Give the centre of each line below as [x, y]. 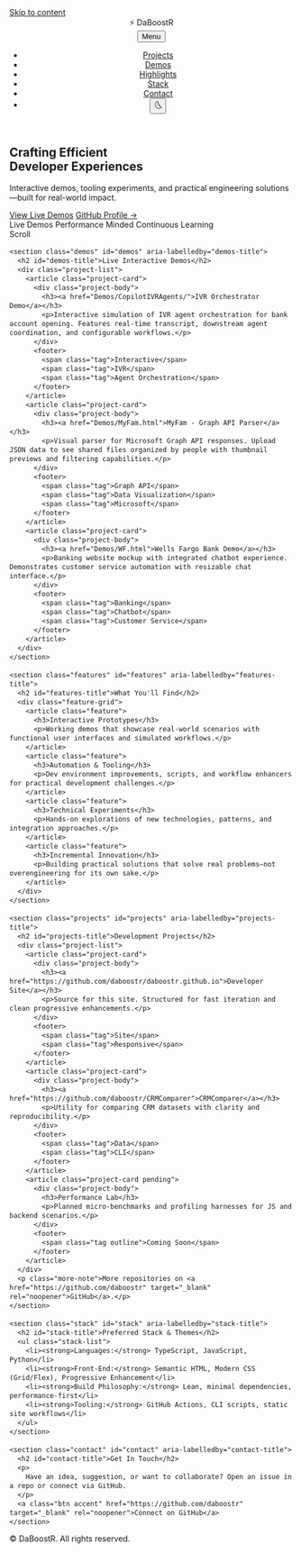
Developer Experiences [77, 167]
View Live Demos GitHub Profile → [73, 215]
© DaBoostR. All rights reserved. [70, 1539]
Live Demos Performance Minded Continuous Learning [111, 225]
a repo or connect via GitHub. [68, 1486]
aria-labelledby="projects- [223, 919]
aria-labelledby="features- [223, 676]
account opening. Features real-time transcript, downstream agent [139, 324]
